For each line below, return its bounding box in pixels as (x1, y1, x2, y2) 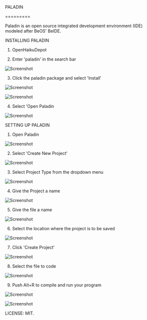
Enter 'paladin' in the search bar (12, 56, 76, 62)
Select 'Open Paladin (12, 103, 54, 109)
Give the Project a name (12, 188, 61, 194)
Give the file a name (12, 207, 52, 213)
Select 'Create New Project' (12, 151, 68, 156)
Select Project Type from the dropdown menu (12, 169, 103, 175)
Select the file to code (12, 263, 56, 269)
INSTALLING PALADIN (5, 37, 49, 43)
